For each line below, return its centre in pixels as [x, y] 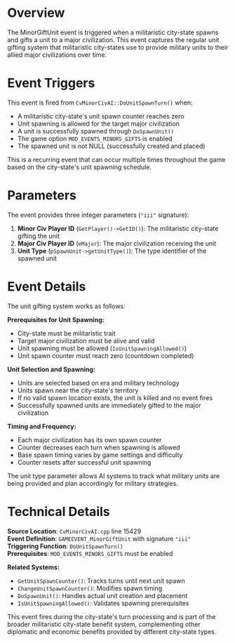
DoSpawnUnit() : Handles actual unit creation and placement [102, 595]
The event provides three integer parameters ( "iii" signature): [98, 215]
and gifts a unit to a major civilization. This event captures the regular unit [113, 39]
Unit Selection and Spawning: [52, 369]
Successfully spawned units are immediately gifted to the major [109, 405]
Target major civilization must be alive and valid [86, 340]
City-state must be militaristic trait [66, 333]
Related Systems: [33, 567]
